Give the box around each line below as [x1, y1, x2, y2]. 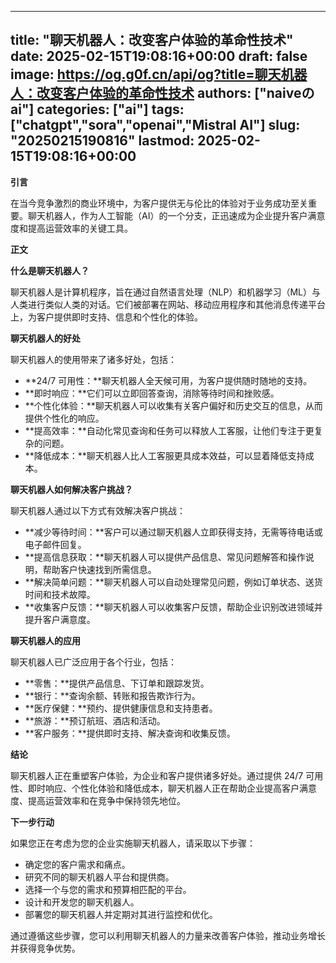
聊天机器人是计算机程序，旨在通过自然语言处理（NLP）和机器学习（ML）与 [10, 286, 321, 298]
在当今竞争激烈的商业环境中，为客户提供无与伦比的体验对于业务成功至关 [10, 197, 308, 209]
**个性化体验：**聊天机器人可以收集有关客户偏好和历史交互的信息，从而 [24, 399, 323, 411]
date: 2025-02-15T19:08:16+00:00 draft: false [10, 48, 308, 65]
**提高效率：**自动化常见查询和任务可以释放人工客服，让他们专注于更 [24, 424, 315, 436]
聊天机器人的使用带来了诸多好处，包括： [10, 353, 177, 365]
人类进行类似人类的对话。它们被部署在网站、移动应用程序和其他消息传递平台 [10, 298, 326, 310]
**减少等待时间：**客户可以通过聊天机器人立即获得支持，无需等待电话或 [24, 526, 323, 538]
